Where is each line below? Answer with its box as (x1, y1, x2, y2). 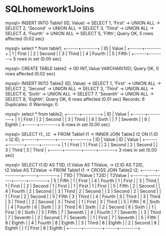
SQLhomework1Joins (5, 3, 95, 15)
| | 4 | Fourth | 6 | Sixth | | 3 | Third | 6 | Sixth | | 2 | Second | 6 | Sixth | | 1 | (5, 204, 156, 210)
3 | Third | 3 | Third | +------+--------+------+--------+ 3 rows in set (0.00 (5, 147, 157, 153)
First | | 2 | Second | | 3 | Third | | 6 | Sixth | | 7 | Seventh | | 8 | (23, 116, 150, 122)
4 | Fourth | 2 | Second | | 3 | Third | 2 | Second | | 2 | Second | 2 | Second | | (5, 188, 161, 194)
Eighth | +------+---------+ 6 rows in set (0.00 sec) (5, 121, 110, 127)
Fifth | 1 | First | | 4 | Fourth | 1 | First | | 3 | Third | (60, 177, 160, 183)
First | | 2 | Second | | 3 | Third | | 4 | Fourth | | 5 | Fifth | (17, 51, 130, 57)
